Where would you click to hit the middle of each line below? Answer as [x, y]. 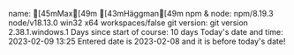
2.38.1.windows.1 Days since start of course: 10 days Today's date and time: [146, 32]
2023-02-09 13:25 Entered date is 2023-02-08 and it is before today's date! [147, 41]
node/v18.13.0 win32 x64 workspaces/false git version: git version [128, 23]
